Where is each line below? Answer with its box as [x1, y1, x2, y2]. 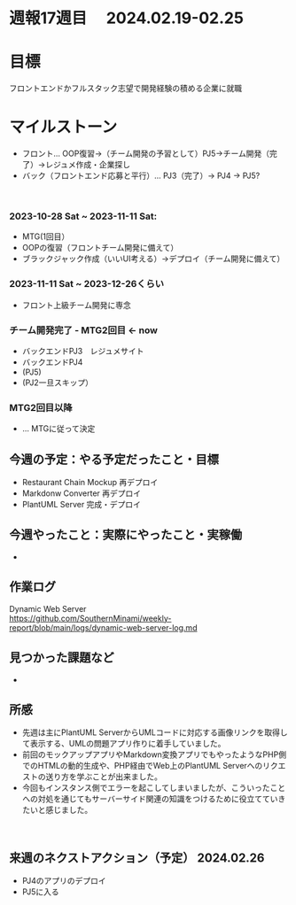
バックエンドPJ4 [21, 356, 83, 367]
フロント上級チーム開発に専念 [21, 299, 131, 310]
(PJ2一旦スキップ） [21, 377, 94, 388]
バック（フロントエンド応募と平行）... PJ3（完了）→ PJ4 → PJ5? [21, 170, 261, 182]
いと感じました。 [29, 805, 93, 816]
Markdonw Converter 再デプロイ [21, 488, 142, 499]
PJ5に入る [21, 886, 59, 897]
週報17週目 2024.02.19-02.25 [9, 8, 244, 28]
